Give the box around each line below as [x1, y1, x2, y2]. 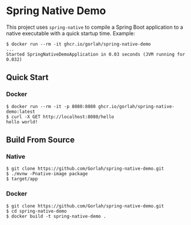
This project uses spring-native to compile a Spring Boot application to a [6, 23, 183, 31]
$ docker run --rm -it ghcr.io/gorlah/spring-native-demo [6, 41, 151, 47]
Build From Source [6, 135, 75, 145]
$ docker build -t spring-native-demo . [6, 213, 107, 219]
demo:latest [6, 109, 35, 115]
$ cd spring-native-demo [6, 208, 67, 214]
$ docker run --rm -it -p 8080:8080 [6, 103, 96, 109]
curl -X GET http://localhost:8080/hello [11, 113, 115, 120]
